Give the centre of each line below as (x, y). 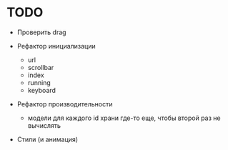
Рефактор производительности (65, 104)
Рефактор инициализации (56, 46)
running (39, 82)
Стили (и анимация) (48, 139)
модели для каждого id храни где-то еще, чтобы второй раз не (124, 118)
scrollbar (41, 67)
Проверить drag (41, 32)
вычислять (44, 125)
